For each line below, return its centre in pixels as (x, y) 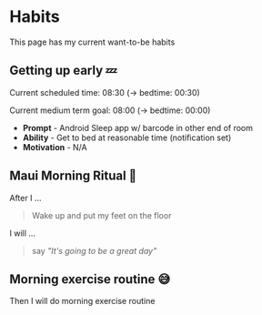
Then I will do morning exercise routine (82, 301)
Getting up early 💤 (63, 71)
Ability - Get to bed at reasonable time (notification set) (127, 137)
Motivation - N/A (55, 147)
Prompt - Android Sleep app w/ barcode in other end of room (137, 127)
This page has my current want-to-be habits (92, 42)
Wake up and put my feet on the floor (101, 215)
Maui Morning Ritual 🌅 (73, 176)
